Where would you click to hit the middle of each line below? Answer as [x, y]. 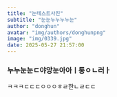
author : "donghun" [33, 26]
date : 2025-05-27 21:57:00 [46, 45]
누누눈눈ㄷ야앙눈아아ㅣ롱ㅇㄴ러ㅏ [59, 70]
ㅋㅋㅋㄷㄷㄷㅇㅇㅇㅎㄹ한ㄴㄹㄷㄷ [52, 87]
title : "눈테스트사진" [35, 13]
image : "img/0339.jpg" [40, 39]
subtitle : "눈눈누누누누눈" [42, 20]
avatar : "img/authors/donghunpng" [57, 32]
